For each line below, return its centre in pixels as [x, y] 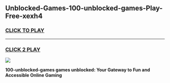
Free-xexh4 [24, 16]
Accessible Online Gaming [34, 75]
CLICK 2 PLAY [23, 49]
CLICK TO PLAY [25, 31]
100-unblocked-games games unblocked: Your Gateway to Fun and [78, 69]
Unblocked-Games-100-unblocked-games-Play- [84, 8]
